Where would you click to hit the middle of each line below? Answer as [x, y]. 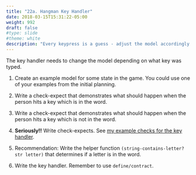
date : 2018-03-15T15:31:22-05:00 [47, 17]
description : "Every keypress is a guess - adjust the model [82, 44]
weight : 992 [20, 22]
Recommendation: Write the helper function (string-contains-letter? [99, 148]
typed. [14, 66]
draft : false [22, 28]
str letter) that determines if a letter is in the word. [78, 154]
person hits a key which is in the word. [61, 101]
